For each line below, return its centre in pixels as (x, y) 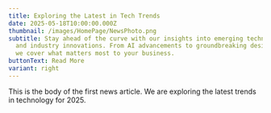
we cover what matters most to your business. (95, 53)
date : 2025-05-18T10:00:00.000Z (63, 23)
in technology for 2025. (47, 100)
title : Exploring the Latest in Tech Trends (84, 16)
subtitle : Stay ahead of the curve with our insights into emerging (126, 38)
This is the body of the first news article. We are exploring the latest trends (132, 91)
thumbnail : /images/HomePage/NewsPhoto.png (83, 31)
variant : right (34, 69)
